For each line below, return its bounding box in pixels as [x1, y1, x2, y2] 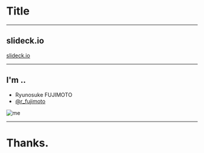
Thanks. [6, 136, 49, 149]
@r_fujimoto [15, 97, 46, 105]
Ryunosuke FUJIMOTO [15, 91, 73, 98]
